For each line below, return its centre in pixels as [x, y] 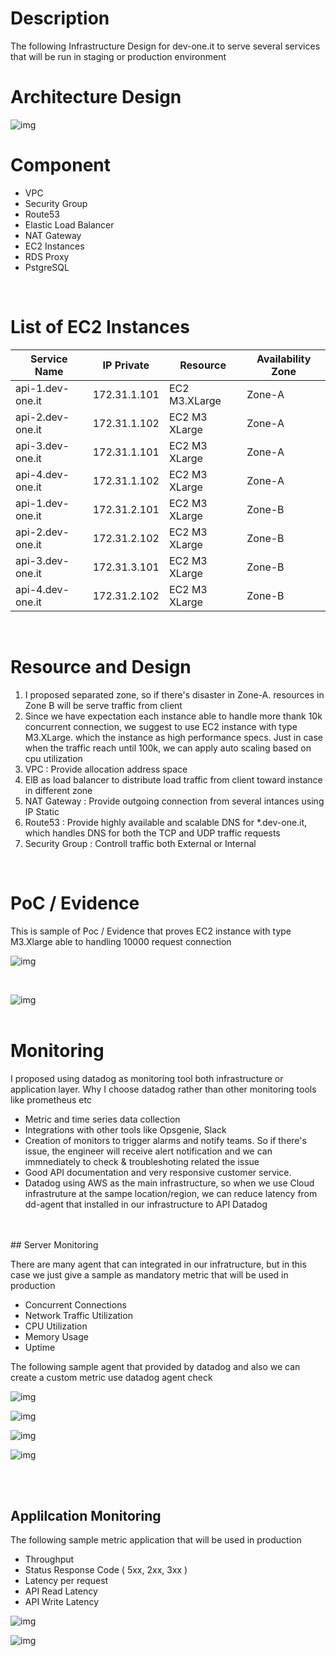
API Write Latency [61, 1602]
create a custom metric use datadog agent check [111, 1377]
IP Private [126, 365]
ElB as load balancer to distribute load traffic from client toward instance [173, 779]
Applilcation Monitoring [86, 1515]
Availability [284, 359]
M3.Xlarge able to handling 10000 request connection [121, 941]
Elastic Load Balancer [69, 224]
